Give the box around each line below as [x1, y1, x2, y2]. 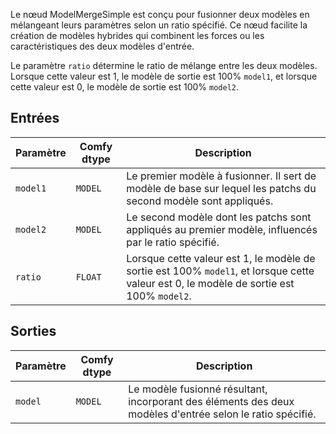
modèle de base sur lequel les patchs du [126, 181, 317, 195]
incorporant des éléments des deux [128, 394, 295, 408]
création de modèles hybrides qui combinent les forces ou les [10, 30, 265, 41]
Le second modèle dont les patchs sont [126, 210, 312, 224]
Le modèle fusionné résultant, [128, 382, 268, 396]
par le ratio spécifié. [126, 235, 220, 249]
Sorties [10, 323, 57, 340]
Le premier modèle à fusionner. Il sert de [126, 169, 317, 183]
